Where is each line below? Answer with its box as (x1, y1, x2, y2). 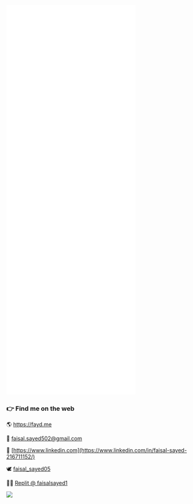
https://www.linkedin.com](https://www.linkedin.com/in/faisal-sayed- (13, 447, 188, 454)
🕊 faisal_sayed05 (6, 465, 51, 473)
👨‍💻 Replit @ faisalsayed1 (6, 480, 68, 487)
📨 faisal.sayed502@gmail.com (6, 435, 82, 443)
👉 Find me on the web (6, 404, 75, 413)
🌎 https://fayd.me (6, 421, 52, 428)
